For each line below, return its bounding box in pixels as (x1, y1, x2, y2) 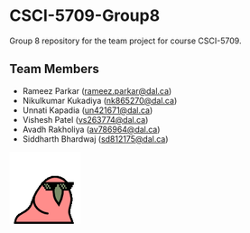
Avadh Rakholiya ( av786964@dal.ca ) (22, 124, 161, 135)
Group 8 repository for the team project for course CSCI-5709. (9, 35, 242, 46)
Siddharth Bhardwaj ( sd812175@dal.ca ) (22, 133, 169, 144)
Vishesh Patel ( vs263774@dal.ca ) (22, 114, 149, 125)
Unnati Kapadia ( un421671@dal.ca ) (22, 105, 153, 116)
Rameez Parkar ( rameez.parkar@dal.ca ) (22, 85, 172, 96)
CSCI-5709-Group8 (9, 5, 161, 26)
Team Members (9, 61, 99, 77)
